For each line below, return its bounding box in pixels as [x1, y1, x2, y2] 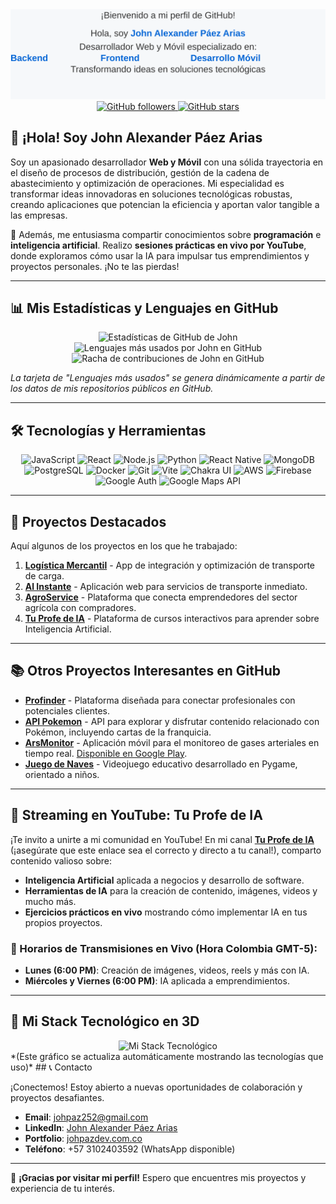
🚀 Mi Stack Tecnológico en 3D [10, 1013, 200, 1030]
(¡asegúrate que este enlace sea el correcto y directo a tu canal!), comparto [10, 844, 322, 856]
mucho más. [24, 895, 77, 907]
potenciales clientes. [24, 704, 111, 717]
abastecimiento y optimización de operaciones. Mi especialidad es [10, 177, 285, 189]
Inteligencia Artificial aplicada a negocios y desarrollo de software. [24, 874, 305, 886]
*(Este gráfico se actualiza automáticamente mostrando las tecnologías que [10, 1050, 324, 1062]
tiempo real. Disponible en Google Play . [24, 747, 188, 759]
